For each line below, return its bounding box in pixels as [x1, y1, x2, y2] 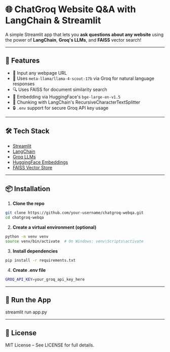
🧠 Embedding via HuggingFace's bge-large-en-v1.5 [12, 93, 120, 100]
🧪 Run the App [5, 296, 52, 304]
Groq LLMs [12, 153, 36, 159]
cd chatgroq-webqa [5, 215, 44, 220]
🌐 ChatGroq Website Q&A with [5, 4, 136, 15]
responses [12, 80, 35, 87]
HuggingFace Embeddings [12, 159, 68, 165]
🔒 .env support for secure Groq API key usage [12, 105, 109, 111]
